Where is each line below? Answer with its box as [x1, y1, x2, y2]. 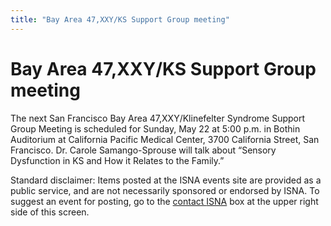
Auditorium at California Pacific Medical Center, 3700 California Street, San [10, 133, 320, 145]
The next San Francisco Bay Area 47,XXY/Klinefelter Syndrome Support [10, 112, 306, 124]
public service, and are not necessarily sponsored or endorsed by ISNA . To [10, 184, 320, 196]
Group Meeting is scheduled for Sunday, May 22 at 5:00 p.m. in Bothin [10, 122, 301, 135]
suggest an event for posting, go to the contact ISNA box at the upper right [10, 195, 319, 207]
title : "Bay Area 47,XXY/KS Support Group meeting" [10, 14, 230, 25]
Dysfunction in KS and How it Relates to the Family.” [10, 154, 225, 166]
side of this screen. [10, 206, 90, 218]
